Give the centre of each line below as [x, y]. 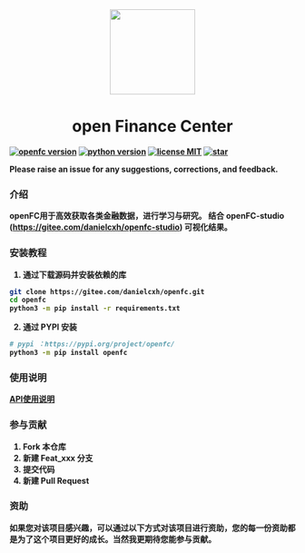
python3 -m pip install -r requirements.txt [95, 309]
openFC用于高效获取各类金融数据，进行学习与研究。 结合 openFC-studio [147, 216]
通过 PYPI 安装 [49, 327]
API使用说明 [32, 400]
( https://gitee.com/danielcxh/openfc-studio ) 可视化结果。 [121, 227]
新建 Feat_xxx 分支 [58, 458]
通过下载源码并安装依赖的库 [74, 274]
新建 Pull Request [56, 480]
